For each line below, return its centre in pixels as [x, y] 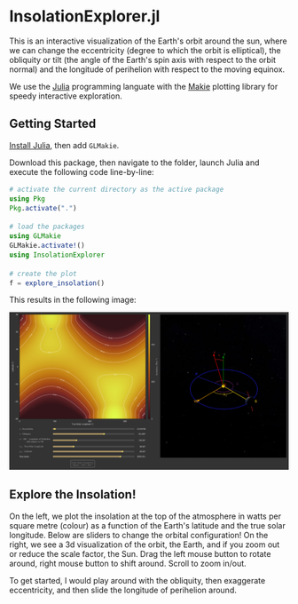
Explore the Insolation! [73, 495]
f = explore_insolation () [57, 283]
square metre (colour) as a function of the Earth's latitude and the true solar [147, 525]
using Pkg [27, 199]
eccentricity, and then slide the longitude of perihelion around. [123, 590]
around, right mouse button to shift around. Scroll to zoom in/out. [128, 563]
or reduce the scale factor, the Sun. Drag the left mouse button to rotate [140, 553]
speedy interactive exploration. [66, 96]
